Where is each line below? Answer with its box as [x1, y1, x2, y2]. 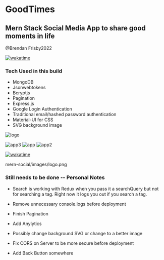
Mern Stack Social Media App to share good [5, 24, 146, 32]
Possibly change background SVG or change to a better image [12, 230, 143, 236]
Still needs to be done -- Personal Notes [5, 174, 105, 181]
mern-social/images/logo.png [5, 161, 67, 168]
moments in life [5, 31, 55, 40]
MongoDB [12, 79, 34, 85]
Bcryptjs [12, 90, 30, 96]
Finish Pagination [12, 210, 49, 216]
